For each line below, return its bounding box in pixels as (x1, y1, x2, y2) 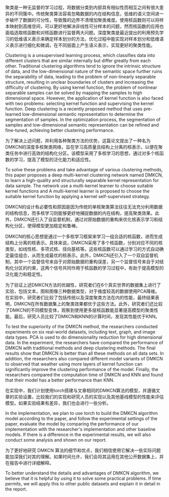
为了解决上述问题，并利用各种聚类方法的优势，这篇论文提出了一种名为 (5, 138, 151, 144)
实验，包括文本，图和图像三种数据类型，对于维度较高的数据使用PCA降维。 (5, 288, 160, 294)
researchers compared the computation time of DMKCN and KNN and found (5, 372, 163, 378)
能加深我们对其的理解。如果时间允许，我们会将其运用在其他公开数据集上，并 (5, 454, 164, 460)
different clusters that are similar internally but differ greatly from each (5, 57, 151, 64)
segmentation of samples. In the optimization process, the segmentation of (5, 116, 161, 122)
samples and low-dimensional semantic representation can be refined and (5, 122, 159, 128)
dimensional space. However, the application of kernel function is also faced (5, 95, 163, 101)
